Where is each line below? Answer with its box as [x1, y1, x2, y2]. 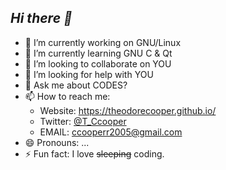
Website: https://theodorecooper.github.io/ [39, 104, 217, 116]
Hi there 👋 [10, 10, 73, 27]
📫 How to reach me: [24, 90, 111, 102]
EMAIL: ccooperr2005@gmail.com [39, 126, 183, 138]
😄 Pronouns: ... [24, 136, 90, 148]
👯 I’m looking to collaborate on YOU [24, 57, 172, 70]
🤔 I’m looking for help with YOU [24, 68, 154, 80]
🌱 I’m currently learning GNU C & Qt [24, 47, 173, 59]
